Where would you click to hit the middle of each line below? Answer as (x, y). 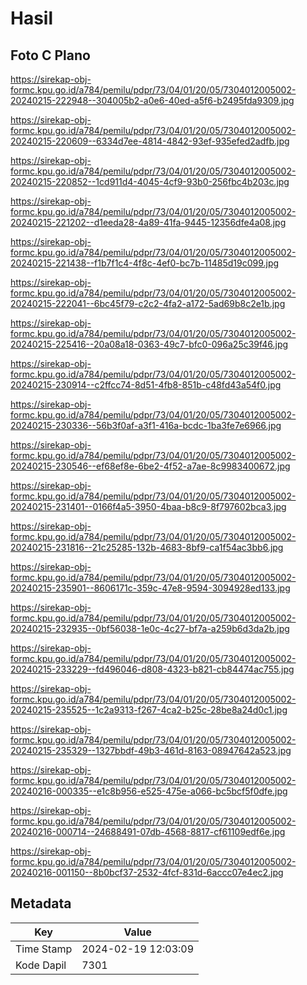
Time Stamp (44, 949)
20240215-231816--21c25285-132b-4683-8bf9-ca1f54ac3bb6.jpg (147, 547)
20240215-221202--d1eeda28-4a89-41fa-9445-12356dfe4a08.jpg (148, 222)
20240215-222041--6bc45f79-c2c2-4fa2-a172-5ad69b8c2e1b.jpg (148, 303)
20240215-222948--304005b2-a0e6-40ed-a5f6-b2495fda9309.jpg (152, 100)
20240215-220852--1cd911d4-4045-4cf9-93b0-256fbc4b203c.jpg (150, 181)
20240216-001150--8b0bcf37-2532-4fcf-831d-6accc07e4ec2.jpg (147, 872)
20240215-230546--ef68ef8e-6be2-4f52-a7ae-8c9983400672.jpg (150, 466)
